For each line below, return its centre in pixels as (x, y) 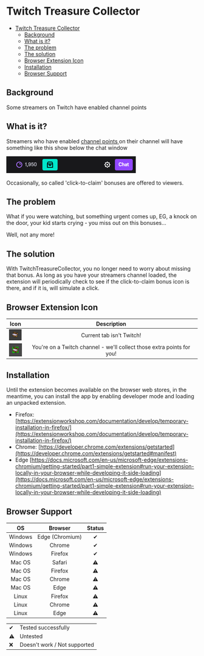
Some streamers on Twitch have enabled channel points (76, 107)
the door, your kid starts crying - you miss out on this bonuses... (87, 223)
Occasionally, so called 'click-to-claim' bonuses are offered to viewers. (95, 183)
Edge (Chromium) (59, 537)
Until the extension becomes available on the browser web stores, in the (97, 390)
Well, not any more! (30, 235)
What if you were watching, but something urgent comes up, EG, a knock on (102, 216)
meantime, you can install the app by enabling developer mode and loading (100, 396)
